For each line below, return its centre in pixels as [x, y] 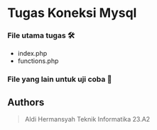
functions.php [38, 61]
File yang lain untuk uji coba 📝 [60, 79]
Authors [26, 102]
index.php [32, 54]
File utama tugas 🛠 [41, 35]
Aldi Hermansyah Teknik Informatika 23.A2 [87, 119]
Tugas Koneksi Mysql [72, 13]
